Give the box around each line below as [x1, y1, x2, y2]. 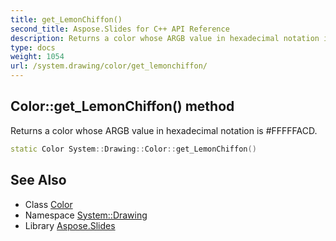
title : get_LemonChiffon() [10, 14, 123, 25]
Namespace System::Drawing [24, 209, 148, 221]
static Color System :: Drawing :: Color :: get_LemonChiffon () [10, 144, 257, 154]
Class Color [24, 198, 73, 210]
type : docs [10, 42, 56, 53]
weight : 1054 [10, 52, 65, 62]
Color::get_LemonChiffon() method [10, 98, 235, 115]
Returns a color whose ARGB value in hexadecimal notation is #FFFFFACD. [10, 124, 318, 136]
